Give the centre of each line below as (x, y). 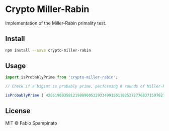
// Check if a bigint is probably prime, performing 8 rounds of (75, 86)
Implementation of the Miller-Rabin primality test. (56, 23)
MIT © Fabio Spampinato (31, 123)
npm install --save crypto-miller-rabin (48, 50)
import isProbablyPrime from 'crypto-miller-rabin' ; (62, 77)
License (18, 111)
